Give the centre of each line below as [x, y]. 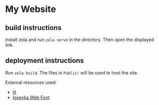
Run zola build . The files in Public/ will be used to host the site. [72, 72]
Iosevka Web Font [31, 97]
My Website [31, 9]
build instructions [33, 28]
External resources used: [31, 82]
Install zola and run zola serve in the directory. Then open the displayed [80, 39]
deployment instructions [45, 61]
